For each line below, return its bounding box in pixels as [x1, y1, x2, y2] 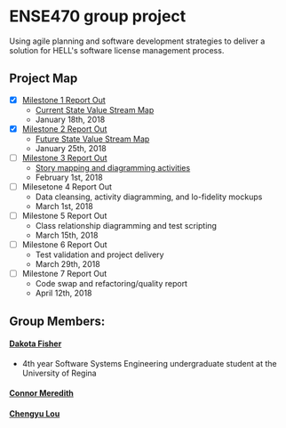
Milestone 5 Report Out [21, 211, 107, 221]
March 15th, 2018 [35, 230, 99, 241]
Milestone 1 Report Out [21, 94, 107, 105]
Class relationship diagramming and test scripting [35, 221, 218, 231]
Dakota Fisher [9, 338, 62, 349]
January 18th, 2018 [35, 114, 106, 125]
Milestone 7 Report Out [21, 269, 107, 279]
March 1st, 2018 [35, 201, 93, 211]
